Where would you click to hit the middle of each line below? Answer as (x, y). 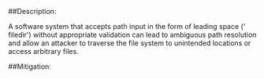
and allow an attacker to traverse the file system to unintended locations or (130, 43)
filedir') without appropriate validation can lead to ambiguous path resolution (132, 35)
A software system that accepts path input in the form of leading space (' (127, 26)
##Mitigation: (30, 66)
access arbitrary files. (43, 51)
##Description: (32, 11)
